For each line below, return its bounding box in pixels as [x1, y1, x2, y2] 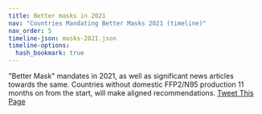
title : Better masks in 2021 [8, 11, 106, 20]
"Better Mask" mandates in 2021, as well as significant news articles [8, 71, 235, 80]
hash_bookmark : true [15, 49, 84, 57]
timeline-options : [8, 42, 70, 50]
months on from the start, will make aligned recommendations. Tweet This [8, 88, 255, 97]
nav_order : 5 [8, 26, 52, 35]
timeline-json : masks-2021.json [8, 34, 117, 43]
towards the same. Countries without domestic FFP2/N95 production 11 [8, 79, 244, 89]
